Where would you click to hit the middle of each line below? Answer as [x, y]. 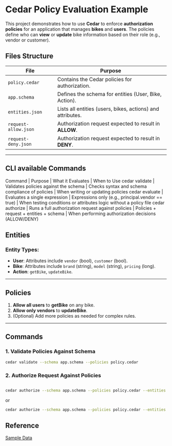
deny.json [20, 144]
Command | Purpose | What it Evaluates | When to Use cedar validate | [80, 181]
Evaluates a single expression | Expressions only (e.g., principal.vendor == [84, 197]
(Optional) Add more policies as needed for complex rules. [74, 316]
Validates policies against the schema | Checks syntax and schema [76, 186]
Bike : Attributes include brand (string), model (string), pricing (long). [84, 266]
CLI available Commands [46, 169]
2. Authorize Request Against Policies [53, 375]
